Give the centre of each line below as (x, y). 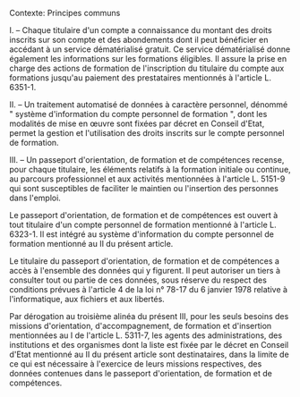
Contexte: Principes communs (65, 13)
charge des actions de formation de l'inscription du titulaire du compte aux (147, 68)
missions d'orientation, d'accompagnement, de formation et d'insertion (141, 326)
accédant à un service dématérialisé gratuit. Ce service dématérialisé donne (150, 49)
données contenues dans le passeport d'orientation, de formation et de (141, 373)
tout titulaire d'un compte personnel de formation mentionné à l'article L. (143, 224)
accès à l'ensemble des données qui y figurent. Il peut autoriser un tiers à (145, 270)
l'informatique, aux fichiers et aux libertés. (87, 299)
